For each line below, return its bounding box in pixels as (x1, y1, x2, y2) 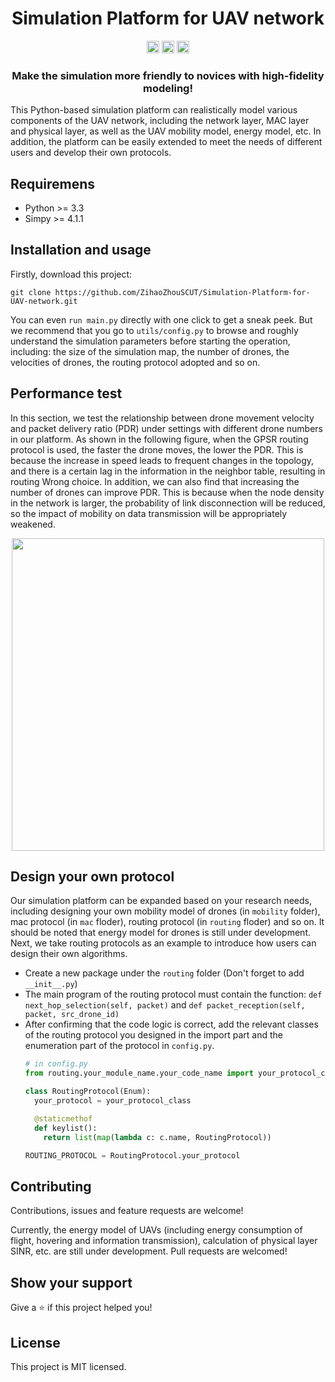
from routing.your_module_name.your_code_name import (24, 1068, 254, 1079)
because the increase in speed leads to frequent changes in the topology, (10, 454, 315, 466)
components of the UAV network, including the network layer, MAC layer (10, 115, 310, 127)
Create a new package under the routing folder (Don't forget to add (24, 967, 305, 979)
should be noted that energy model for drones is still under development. (10, 927, 311, 939)
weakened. (10, 518, 56, 530)
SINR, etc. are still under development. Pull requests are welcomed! (10, 1245, 288, 1257)
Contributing (10, 1178, 92, 1195)
